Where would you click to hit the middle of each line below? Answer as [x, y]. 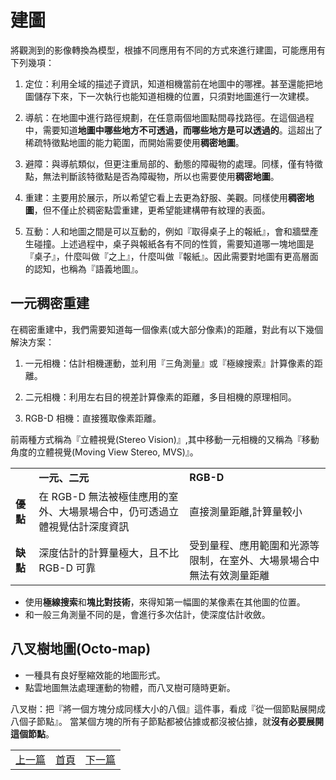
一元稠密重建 [50, 303]
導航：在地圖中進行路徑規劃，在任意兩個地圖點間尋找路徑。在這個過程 [169, 117]
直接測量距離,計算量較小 [246, 511]
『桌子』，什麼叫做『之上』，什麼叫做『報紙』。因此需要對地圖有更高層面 [171, 256]
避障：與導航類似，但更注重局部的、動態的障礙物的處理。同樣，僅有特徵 [173, 163]
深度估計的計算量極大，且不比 [109, 553]
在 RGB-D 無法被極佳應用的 [103, 496]
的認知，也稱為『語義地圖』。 [84, 268]
